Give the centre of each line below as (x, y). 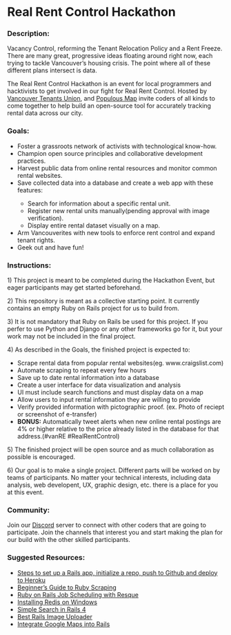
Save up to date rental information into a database (88, 378)
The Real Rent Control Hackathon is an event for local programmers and (109, 84)
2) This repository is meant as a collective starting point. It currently (103, 301)
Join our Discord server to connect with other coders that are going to (107, 525)
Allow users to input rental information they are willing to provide (109, 400)
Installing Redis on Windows (57, 602)
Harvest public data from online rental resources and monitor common (117, 168)
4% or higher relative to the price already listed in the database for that (118, 429)
